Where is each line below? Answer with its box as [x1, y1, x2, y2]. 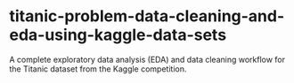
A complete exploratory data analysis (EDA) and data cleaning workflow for [9, 54, 286, 64]
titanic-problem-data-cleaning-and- [9, 6, 285, 26]
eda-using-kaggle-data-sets [9, 25, 227, 45]
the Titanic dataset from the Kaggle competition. [9, 64, 187, 74]
